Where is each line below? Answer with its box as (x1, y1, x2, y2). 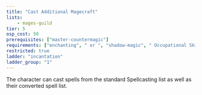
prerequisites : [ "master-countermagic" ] (6, 37, 109, 43)
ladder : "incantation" (6, 54, 63, 60)
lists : (6, 14, 23, 20)
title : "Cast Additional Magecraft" (6, 8, 98, 15)
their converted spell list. (6, 82, 68, 89)
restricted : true (6, 48, 50, 54)
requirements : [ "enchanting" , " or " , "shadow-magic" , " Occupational (6, 43, 187, 49)
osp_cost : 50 (6, 31, 39, 37)
